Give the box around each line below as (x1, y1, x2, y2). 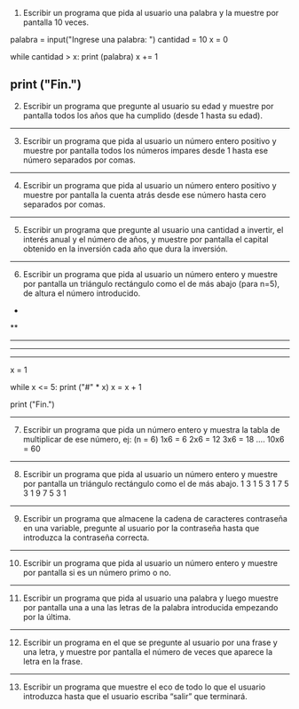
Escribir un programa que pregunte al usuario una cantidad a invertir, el (22, 224, 284, 235)
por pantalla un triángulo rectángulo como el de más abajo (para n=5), (22, 278, 280, 289)
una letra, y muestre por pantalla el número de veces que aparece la (22, 646, 273, 657)
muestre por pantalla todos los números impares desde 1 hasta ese (22, 145, 269, 155)
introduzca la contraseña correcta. (22, 532, 150, 543)
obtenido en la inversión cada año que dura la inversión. (22, 243, 229, 254)
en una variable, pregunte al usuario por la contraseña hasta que (22, 522, 260, 533)
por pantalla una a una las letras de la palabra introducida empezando (22, 601, 279, 612)
